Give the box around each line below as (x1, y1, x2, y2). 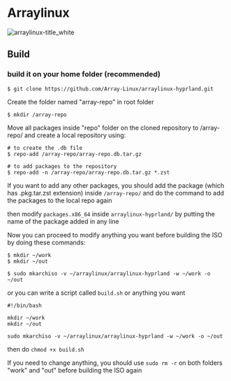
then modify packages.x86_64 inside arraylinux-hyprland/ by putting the (7, 209, 215, 218)
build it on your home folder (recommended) (7, 69, 161, 79)
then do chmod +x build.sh (7, 345, 84, 353)
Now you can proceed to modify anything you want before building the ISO (7, 230, 223, 239)
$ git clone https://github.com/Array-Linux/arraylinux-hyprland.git (7, 85, 214, 92)
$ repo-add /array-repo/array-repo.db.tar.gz (7, 151, 142, 158)
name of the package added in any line (7, 217, 119, 226)
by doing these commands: (7, 238, 86, 247)
